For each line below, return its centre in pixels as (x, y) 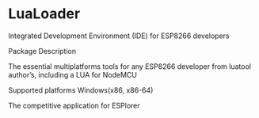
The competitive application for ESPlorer (74, 105)
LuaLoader (44, 14)
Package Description (42, 51)
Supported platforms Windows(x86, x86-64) (81, 90)
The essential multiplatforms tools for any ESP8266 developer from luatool (130, 66)
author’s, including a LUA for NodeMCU (72, 74)
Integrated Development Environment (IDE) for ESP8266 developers (119, 36)
